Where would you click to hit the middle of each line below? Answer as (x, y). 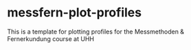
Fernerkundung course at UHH (51, 38)
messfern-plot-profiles (75, 13)
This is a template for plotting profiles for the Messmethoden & (95, 32)
